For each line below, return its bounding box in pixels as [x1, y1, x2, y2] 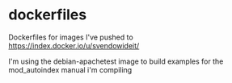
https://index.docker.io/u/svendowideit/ [8, 40, 140, 50]
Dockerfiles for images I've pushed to [8, 32, 133, 42]
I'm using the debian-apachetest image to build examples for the [8, 56, 224, 66]
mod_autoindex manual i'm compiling [8, 64, 133, 74]
